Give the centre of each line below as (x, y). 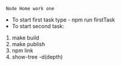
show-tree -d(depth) (37, 57)
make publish (28, 44)
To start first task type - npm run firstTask (63, 20)
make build (25, 38)
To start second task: (38, 26)
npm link (22, 50)
